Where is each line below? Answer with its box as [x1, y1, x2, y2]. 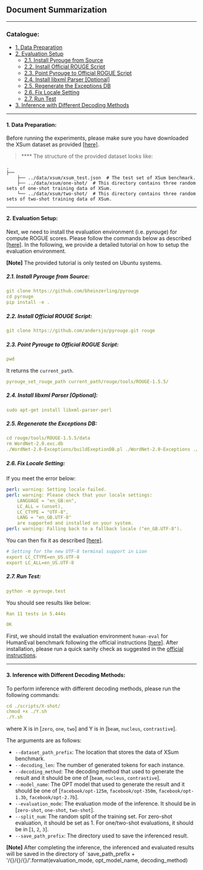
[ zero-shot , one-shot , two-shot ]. [14, 806, 95, 814]
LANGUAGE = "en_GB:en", [17, 497, 77, 504]
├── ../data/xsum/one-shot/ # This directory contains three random [17, 180, 196, 186]
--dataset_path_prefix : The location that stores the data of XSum [14, 748, 179, 756]
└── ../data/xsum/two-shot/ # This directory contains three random [17, 191, 196, 197]
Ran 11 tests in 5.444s [6, 610, 66, 617]
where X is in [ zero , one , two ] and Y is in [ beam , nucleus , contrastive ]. [6, 725, 177, 733]
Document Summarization [6, 5, 108, 15]
